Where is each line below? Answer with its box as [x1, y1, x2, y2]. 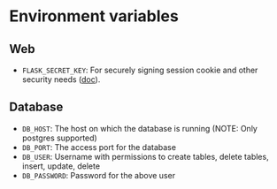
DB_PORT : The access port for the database [21, 141, 177, 152]
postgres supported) [21, 132, 97, 143]
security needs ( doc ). [21, 74, 101, 85]
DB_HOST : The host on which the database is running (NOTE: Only [21, 123, 258, 133]
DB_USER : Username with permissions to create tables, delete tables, [21, 151, 269, 162]
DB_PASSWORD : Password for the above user [21, 170, 175, 180]
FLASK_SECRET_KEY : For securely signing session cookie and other [21, 64, 258, 75]
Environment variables [9, 6, 179, 26]
